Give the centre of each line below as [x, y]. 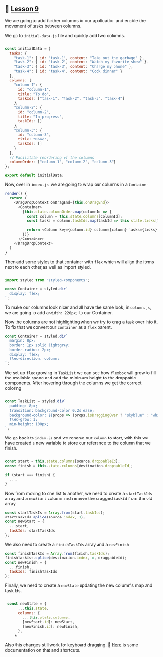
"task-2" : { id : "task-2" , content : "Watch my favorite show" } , [81, 62]
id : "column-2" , [34, 112]
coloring [13, 388]
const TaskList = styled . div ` [36, 401]
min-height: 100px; [29, 424]
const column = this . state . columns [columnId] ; [74, 216]
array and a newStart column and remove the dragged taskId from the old [79, 498]
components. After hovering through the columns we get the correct [73, 383]
